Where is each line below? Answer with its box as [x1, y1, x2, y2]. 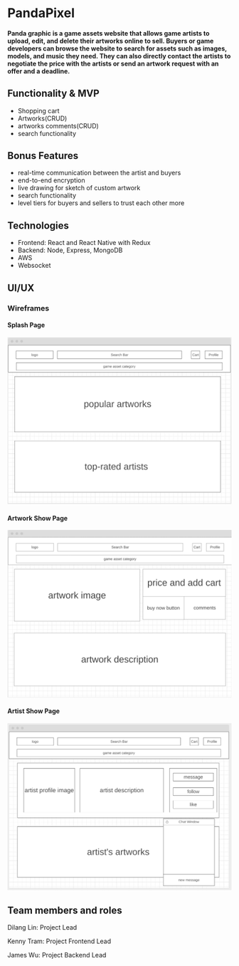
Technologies [7, 219, 70, 232]
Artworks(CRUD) [17, 114, 68, 123]
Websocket [17, 261, 51, 270]
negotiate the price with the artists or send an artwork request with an [7, 59, 219, 68]
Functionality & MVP [7, 88, 100, 100]
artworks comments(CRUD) [17, 121, 100, 130]
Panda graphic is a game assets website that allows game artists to [7, 28, 210, 37]
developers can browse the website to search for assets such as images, [7, 44, 228, 53]
